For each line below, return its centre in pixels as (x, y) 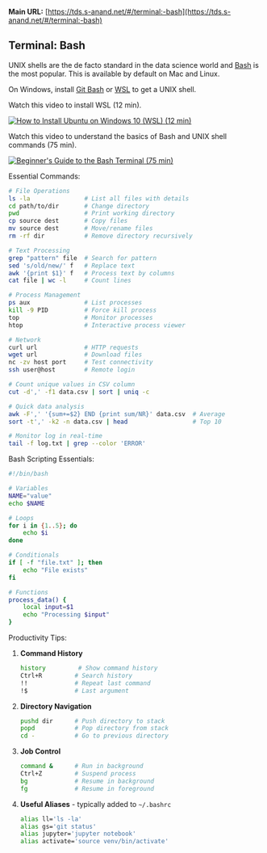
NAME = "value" (30, 496)
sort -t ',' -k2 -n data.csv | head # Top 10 (115, 422)
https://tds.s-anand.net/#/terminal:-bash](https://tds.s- (140, 12)
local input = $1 (48, 607)
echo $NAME (27, 503)
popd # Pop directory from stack (94, 729)
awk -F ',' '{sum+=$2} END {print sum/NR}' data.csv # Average (117, 414)
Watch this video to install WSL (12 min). (75, 105)
